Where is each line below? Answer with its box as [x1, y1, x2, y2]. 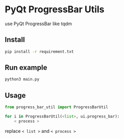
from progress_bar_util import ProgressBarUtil [5, 105, 109, 110]
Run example [5, 63, 47, 72]
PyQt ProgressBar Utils [5, 4, 105, 15]
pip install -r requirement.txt [5, 49, 74, 54]
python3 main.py [5, 77, 39, 82]
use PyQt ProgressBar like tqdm [5, 21, 72, 27]
